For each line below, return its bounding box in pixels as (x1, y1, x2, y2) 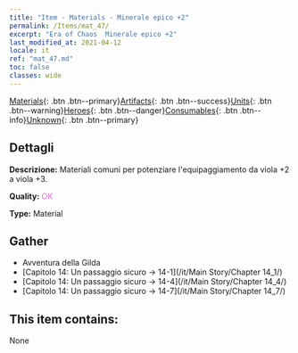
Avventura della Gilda (21, 258, 101, 268)
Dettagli (9, 140, 54, 156)
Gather (9, 234, 49, 249)
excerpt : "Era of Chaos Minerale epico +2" (9, 29, 178, 38)
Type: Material (9, 208, 63, 218)
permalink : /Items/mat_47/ (9, 21, 110, 30)
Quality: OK (9, 191, 54, 201)
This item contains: (9, 311, 119, 326)
